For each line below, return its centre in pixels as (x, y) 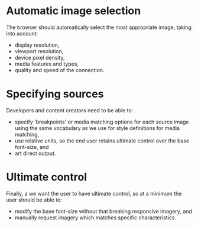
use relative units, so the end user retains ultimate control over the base (102, 141)
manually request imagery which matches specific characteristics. (95, 218)
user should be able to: (34, 200)
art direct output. (35, 153)
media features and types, (46, 64)
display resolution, (37, 45)
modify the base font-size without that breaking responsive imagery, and (103, 211)
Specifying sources (55, 94)
